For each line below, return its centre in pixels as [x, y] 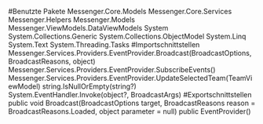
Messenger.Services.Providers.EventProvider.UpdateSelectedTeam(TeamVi [130, 78]
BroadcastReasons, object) [52, 61]
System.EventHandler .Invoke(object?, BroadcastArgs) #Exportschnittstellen [130, 95]
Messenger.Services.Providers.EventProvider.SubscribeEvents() [112, 69]
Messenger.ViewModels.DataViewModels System [88, 28]
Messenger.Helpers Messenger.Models [72, 20]
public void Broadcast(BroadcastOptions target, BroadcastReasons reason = [132, 103]
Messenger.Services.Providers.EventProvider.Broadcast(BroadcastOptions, [130, 53]
